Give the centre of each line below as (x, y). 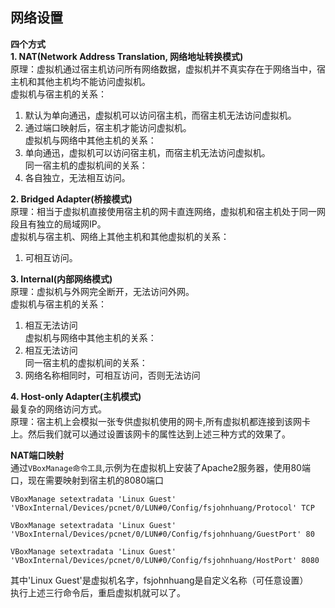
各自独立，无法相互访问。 (77, 177)
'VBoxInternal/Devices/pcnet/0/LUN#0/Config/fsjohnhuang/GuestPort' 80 (162, 534)
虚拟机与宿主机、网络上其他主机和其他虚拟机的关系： (120, 236)
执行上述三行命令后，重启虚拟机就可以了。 (98, 592)
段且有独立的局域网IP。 (58, 224)
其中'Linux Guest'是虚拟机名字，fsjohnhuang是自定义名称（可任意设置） (159, 580)
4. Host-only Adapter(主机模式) (76, 396)
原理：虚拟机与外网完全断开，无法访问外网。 (102, 291)
